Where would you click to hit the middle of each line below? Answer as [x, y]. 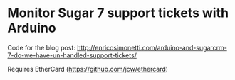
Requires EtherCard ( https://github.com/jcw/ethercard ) [88, 69]
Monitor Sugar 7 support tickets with [118, 13]
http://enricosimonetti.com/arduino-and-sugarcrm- [152, 47]
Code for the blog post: [42, 47]
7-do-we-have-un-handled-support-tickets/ [72, 55]
